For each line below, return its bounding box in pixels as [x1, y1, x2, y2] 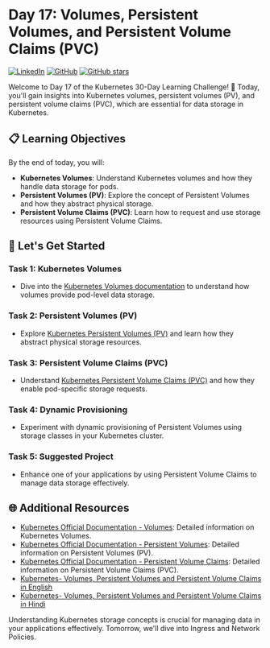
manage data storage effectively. [19, 477, 130, 488]
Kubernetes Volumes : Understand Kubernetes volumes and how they [19, 173, 252, 183]
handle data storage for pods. [19, 181, 119, 191]
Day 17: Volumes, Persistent [8, 6, 199, 24]
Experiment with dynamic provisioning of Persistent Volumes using [19, 423, 243, 432]
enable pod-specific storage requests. [19, 384, 147, 394]
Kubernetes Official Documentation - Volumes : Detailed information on [19, 522, 255, 532]
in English [19, 582, 53, 592]
